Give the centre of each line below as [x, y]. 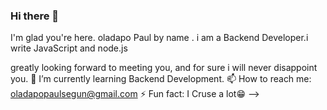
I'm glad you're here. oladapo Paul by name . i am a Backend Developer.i [159, 38]
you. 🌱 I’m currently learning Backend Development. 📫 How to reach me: [161, 79]
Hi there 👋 [35, 16]
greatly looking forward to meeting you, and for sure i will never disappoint [164, 68]
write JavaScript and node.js [69, 48]
